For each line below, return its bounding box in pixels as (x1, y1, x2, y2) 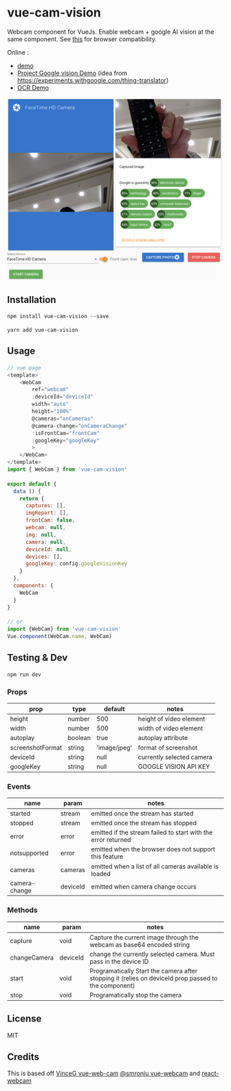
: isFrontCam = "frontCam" (32, 430, 100, 436)
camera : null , (25, 538, 67, 545)
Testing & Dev (7, 652, 68, 664)
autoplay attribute (137, 734, 188, 742)
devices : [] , (25, 553, 63, 560)
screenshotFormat (10, 743, 62, 752)
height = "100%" (32, 408, 72, 415)
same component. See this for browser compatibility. (7, 34, 157, 43)
